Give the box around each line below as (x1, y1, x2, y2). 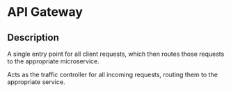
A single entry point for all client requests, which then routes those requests (7, 50, 225, 58)
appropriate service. (7, 78, 65, 86)
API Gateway (7, 4, 83, 20)
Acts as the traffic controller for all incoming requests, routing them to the (7, 70, 218, 79)
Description (7, 32, 59, 43)
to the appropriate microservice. (7, 57, 99, 65)
